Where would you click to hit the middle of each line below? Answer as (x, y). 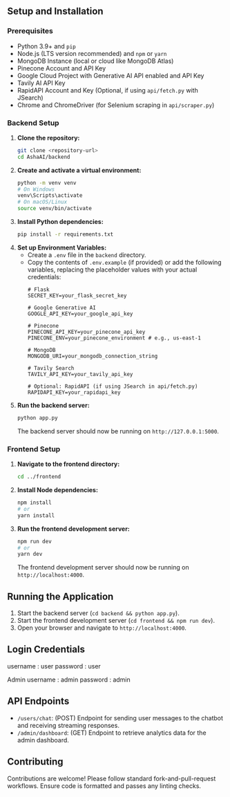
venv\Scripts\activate (50, 196)
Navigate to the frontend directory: (68, 464)
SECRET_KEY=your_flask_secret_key (77, 296)
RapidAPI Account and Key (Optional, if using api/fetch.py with (107, 90)
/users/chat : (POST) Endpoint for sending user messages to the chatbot (120, 718)
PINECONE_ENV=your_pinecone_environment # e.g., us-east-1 (114, 338)
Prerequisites (30, 31)
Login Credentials (46, 649)
